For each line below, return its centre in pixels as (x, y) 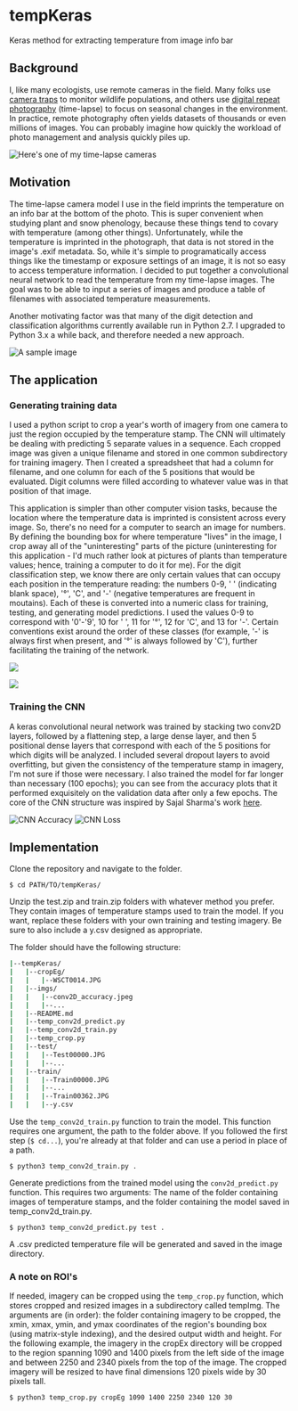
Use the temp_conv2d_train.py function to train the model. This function (140, 1122)
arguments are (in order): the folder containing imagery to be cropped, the (145, 1315)
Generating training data (63, 405)
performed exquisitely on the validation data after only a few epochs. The (144, 792)
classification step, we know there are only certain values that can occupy (145, 575)
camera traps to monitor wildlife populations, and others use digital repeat (145, 99)
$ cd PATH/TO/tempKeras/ (55, 885)
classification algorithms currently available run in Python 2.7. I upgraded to (147, 325)
